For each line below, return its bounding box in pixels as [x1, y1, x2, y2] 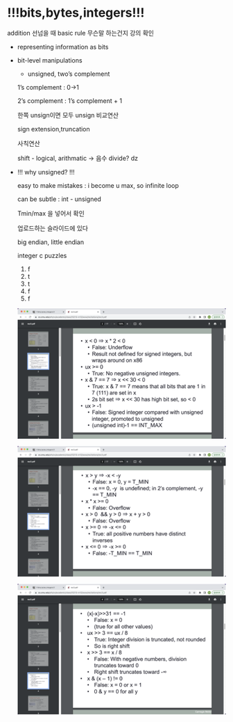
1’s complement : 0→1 [17, 83, 80, 91]
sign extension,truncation [17, 125, 90, 133]
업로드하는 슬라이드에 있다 [17, 224, 89, 232]
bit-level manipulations [17, 56, 83, 64]
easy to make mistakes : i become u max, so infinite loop [17, 181, 179, 189]
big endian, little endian [17, 238, 85, 246]
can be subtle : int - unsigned [17, 195, 102, 203]
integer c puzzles [17, 251, 67, 259]
